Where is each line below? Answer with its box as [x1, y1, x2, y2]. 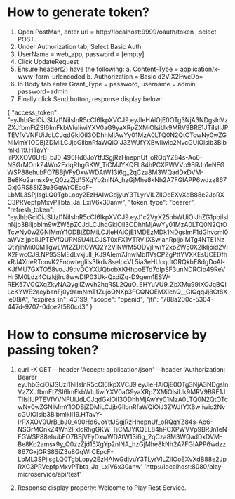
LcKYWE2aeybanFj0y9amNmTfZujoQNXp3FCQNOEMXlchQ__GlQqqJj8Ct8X [7, 287, 228, 296]
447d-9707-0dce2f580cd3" [7, 302, 89, 311]
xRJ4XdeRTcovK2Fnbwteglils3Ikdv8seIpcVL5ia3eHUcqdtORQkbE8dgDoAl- [7, 257, 226, 266]
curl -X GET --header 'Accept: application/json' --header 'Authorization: [17, 365, 226, 373]
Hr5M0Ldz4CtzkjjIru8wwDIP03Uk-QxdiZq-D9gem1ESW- [7, 272, 171, 281]
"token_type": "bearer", [128, 197, 196, 206]
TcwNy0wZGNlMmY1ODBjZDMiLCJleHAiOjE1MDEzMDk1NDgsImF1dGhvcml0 [7, 228, 229, 236]
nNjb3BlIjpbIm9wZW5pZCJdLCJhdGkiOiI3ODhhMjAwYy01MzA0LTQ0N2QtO [7, 220, 228, 228]
